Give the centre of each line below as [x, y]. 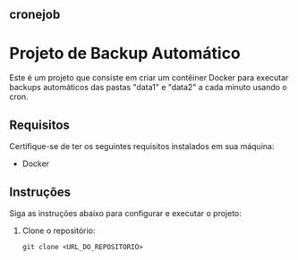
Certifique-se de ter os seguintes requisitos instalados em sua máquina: [142, 147]
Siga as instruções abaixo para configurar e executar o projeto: [125, 213]
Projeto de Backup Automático [125, 53]
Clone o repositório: [59, 231]
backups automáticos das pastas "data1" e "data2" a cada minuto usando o [149, 88]
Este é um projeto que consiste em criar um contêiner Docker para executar [149, 78]
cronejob [35, 15]
